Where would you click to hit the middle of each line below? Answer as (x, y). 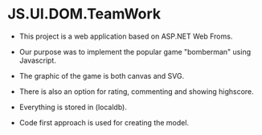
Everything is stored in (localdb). (73, 107)
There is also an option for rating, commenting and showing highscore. (136, 91)
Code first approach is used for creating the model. (104, 122)
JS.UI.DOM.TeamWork (84, 14)
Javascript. (38, 60)
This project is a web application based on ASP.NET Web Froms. (126, 36)
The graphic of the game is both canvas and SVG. (102, 76)
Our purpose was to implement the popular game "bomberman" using (135, 51)
